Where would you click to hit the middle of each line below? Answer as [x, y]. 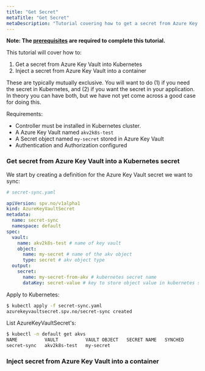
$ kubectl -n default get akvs [46, 334]
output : [22, 266]
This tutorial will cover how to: [44, 53]
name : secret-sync [35, 221]
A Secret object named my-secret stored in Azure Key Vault [89, 139]
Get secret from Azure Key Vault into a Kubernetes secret [93, 161]
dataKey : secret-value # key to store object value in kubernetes [109, 283]
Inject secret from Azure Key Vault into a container [83, 361]
